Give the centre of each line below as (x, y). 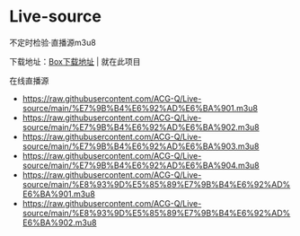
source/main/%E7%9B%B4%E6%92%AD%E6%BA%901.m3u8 (140, 108)
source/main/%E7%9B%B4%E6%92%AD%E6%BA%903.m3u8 (141, 146)
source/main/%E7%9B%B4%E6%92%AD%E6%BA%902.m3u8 (141, 127)
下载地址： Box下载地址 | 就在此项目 (75, 61)
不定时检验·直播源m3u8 (53, 42)
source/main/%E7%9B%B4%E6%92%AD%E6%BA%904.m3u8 (141, 165)
